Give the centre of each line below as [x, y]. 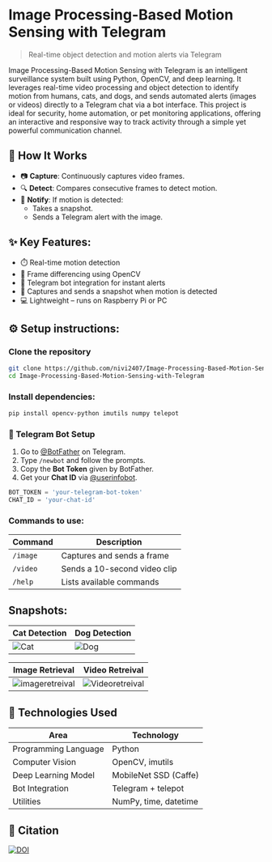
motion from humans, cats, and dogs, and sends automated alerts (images [132, 96]
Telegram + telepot [148, 788]
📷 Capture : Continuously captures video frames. [102, 176]
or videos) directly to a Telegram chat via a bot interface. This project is [127, 104]
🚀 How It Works [48, 156]
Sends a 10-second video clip [119, 568]
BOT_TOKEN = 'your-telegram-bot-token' [76, 493]
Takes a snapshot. [62, 208]
